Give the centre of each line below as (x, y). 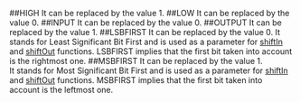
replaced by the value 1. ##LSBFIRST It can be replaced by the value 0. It (145, 32)
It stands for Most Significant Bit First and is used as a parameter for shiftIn (149, 70)
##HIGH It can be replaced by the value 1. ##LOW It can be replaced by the (150, 13)
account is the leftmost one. (61, 90)
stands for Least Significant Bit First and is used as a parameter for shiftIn (146, 42)
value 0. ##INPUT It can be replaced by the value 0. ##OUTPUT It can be (145, 23)
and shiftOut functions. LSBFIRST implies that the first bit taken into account (151, 51)
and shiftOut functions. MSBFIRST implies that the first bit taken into (136, 80)
